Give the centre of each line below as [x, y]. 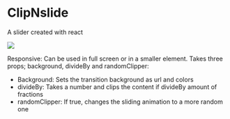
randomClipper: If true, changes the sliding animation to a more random [120, 102]
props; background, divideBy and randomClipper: [78, 66]
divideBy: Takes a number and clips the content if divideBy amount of [117, 87]
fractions [30, 94]
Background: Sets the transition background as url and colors [105, 79]
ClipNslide [38, 13]
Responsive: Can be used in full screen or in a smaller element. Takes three [115, 58]
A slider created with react [45, 32]
